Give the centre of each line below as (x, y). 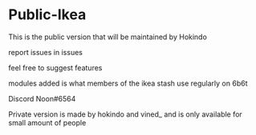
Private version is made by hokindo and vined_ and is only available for (125, 114)
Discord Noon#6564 (42, 98)
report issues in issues (45, 52)
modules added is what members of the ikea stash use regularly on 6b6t (128, 83)
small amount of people (47, 122)
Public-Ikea (47, 15)
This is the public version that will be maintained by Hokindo (108, 37)
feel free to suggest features (55, 67)
